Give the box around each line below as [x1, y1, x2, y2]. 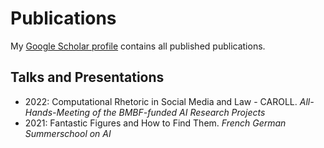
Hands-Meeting [24, 106, 91, 118]
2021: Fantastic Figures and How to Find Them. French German [24, 117, 287, 129]
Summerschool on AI [24, 127, 112, 139]
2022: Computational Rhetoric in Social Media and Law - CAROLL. [24, 95, 298, 107]
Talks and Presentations [10, 69, 165, 86]
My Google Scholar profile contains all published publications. [10, 40, 266, 52]
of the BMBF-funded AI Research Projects [92, 106, 266, 118]
